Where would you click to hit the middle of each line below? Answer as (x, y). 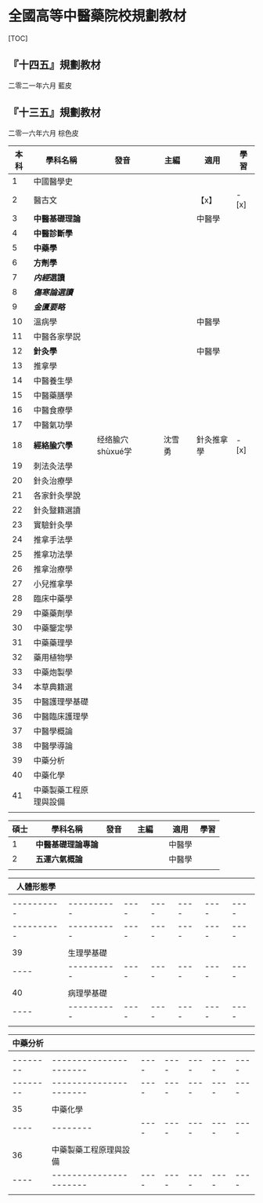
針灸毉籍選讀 (57, 510)
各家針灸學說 (57, 495)
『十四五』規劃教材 (54, 65)
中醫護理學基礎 (61, 701)
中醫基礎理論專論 (67, 844)
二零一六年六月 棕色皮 (43, 133)
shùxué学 (114, 451)
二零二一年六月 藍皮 (40, 85)
